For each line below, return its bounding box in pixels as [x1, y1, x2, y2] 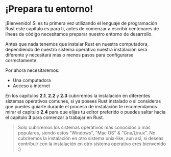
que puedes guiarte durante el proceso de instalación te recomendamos [5, 103, 157, 109]
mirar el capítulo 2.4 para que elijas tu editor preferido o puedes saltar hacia [5, 109, 166, 115]
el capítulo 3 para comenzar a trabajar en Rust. [5, 114, 104, 121]
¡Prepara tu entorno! [5, 3, 93, 15]
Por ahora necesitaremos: [5, 67, 60, 73]
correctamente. [5, 57, 38, 63]
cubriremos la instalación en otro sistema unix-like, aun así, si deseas [17, 135, 164, 141]
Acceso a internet [12, 83, 50, 89]
